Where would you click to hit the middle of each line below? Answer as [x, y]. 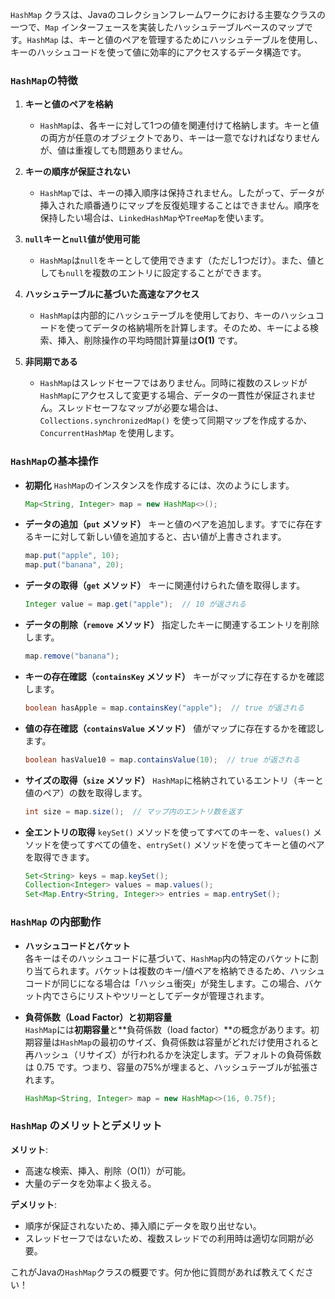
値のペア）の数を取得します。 [86, 792]
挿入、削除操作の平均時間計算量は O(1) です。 [150, 340]
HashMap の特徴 [44, 80]
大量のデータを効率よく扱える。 [90, 1183]
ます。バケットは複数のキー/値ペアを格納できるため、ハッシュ [197, 970]
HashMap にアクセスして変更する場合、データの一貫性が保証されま [173, 395]
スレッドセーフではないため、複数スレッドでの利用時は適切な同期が [164, 1238]
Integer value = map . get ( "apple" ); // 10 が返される [135, 604]
